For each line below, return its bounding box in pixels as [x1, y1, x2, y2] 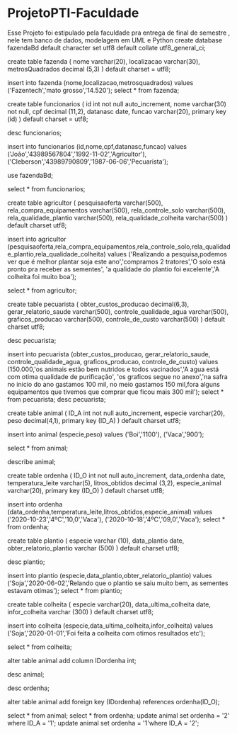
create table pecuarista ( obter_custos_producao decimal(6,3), [7, 300, 190, 308]
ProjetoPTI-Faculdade [7, 5, 139, 21]
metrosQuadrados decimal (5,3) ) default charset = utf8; [7, 64, 171, 73]
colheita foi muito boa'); [7, 272, 76, 281]
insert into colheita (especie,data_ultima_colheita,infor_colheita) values [7, 621, 214, 630]
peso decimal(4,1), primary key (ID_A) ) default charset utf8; [7, 416, 181, 424]
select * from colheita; [7, 643, 72, 651]
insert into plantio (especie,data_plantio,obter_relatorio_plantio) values [7, 571, 212, 580]
